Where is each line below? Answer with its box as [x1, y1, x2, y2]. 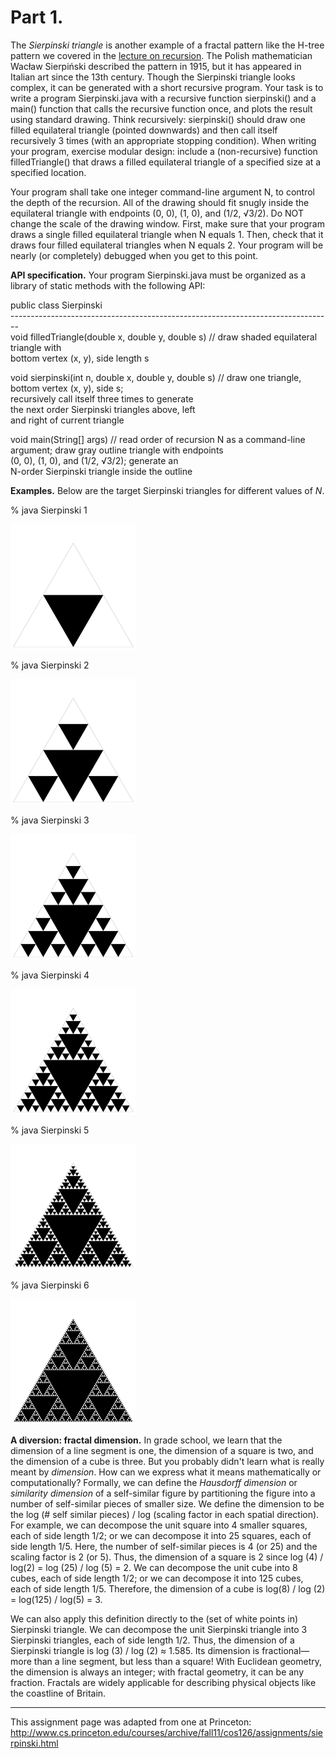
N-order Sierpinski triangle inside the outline [10, 465, 193, 477]
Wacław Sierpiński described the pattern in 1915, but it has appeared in [10, 60, 302, 72]
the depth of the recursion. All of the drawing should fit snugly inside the [10, 196, 310, 208]
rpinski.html [10, 1737, 59, 1749]
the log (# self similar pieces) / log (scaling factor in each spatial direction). [10, 1508, 320, 1520]
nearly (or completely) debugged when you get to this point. [10, 249, 259, 261]
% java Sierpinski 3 [10, 814, 90, 826]
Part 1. [10, 6, 64, 29]
